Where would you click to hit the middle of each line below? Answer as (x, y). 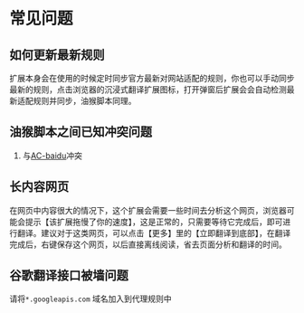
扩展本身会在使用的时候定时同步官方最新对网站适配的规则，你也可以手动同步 (152, 78)
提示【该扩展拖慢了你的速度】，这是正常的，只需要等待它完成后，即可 (154, 222)
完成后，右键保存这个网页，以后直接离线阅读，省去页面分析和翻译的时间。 (148, 244)
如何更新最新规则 (57, 55)
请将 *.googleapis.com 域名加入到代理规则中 (90, 299)
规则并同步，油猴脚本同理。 (85, 101)
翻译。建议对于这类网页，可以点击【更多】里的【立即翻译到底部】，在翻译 (154, 232)
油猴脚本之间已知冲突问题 (81, 132)
